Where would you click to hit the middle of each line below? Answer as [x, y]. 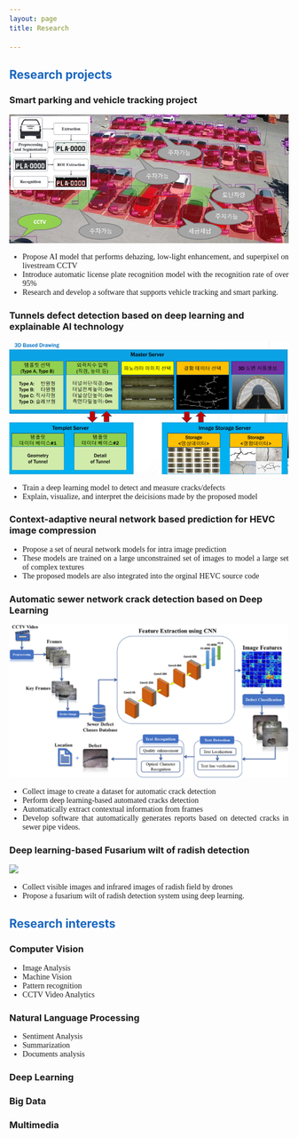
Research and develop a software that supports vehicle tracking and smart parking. [150, 293]
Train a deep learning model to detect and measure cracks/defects [124, 487]
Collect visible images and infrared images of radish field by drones [127, 887]
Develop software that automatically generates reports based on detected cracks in [155, 818]
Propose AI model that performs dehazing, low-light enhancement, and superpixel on [155, 257]
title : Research [39, 28]
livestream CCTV [50, 266]
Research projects [61, 74]
